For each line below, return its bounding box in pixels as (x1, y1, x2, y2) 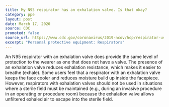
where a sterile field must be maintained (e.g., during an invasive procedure (5, 85, 162, 91)
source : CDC (5, 26, 30, 31)
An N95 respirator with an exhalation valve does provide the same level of (5, 53, 158, 59)
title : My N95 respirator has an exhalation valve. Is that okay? (5, 7, 147, 12)
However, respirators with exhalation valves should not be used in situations (5, 80, 162, 86)
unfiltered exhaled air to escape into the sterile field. (5, 96, 113, 102)
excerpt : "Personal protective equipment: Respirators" (5, 40, 125, 45)
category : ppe (5, 12, 35, 17)
